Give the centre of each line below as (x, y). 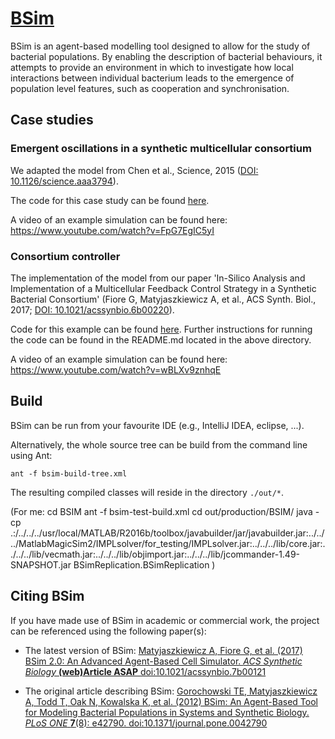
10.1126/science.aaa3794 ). (64, 181)
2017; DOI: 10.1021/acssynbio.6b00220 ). (92, 309)
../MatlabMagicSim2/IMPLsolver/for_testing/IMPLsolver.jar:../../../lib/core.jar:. (168, 543)
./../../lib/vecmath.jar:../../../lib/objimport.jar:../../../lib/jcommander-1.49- (155, 554)
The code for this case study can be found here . (110, 200)
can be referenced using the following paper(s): (108, 631)
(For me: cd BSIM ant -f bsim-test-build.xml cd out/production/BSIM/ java (161, 511)
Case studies (52, 120)
